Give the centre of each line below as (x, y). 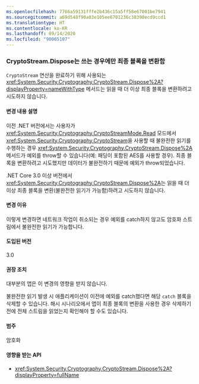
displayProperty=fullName (47, 374)
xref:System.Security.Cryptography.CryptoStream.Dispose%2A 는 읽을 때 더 (98, 182)
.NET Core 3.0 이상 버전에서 (39, 175)
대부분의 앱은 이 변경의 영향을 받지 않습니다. (57, 284)
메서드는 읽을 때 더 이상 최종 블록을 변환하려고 (139, 89)
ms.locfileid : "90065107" (38, 39)
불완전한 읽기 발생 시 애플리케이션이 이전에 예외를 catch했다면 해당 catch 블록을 (99, 296)
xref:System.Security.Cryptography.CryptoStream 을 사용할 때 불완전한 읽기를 (99, 140)
